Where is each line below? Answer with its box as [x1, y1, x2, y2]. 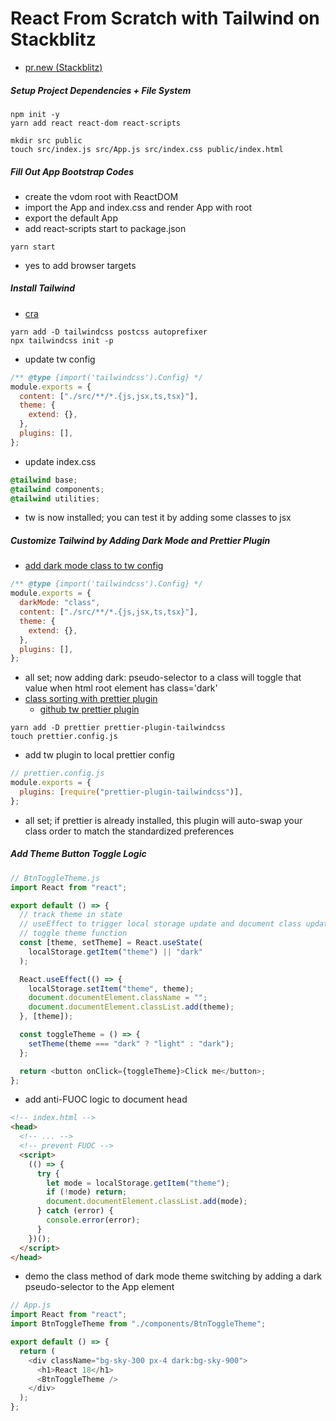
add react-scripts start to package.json [24, 222, 187, 234]
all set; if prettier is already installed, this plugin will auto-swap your [24, 814, 303, 826]
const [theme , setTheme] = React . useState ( [19, 938, 203, 948]
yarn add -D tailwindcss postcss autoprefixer [10, 327, 208, 337]
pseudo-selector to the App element [24, 1281, 175, 1293]
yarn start [10, 242, 56, 252]
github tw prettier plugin [39, 703, 140, 716]
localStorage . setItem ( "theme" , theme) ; [28, 983, 195, 994]
